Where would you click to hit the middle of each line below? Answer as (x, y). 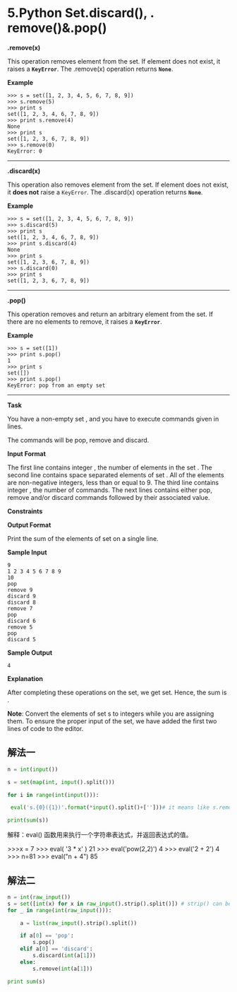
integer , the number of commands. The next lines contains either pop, (110, 490)
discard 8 (22, 602)
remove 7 (20, 608)
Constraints (25, 511)
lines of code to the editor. (45, 728)
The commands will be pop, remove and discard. (78, 440)
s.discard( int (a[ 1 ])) (65, 956)
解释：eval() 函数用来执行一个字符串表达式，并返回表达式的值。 (100, 835)
